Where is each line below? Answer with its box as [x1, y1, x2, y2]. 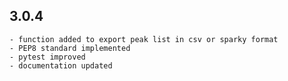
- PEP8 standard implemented [9, 43, 131, 53]
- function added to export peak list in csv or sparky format [9, 34, 279, 44]
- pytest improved [9, 52, 86, 62]
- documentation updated [9, 60, 113, 71]
